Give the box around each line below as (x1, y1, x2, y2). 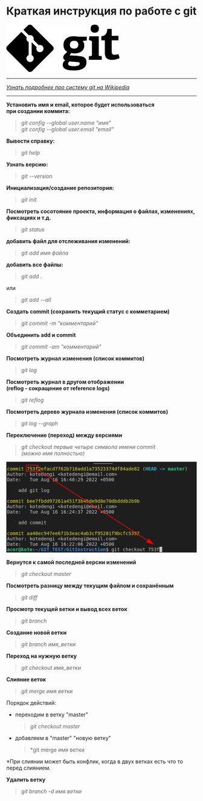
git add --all (21, 296, 51, 303)
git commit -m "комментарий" (21, 319, 98, 327)
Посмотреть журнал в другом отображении (6, 378, 124, 385)
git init (21, 195, 37, 203)
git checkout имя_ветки (21, 664, 82, 671)
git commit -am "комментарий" (21, 343, 101, 350)
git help (21, 149, 40, 156)
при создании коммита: (6, 107, 70, 114)
